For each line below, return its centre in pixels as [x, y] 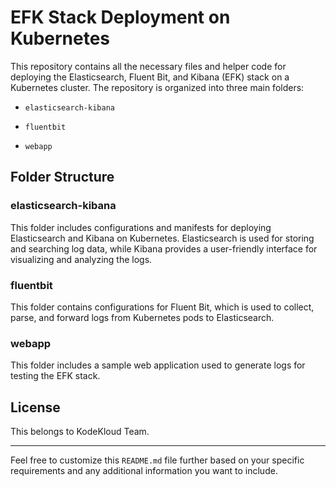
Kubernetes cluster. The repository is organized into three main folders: [157, 87]
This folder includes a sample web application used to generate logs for [158, 365]
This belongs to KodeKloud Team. [80, 432]
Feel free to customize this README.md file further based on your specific [157, 460]
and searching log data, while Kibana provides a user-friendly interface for [164, 248]
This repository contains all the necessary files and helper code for [148, 66]
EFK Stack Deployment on [120, 17]
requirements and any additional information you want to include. [144, 471]
